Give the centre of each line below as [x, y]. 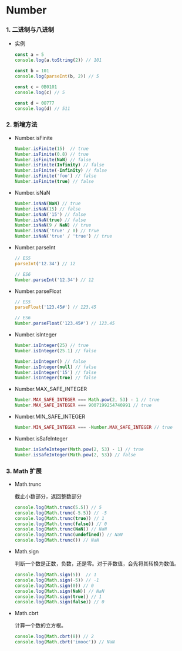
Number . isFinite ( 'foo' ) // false [55, 176]
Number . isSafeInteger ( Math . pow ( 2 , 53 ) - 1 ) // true [79, 449]
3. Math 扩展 [24, 471]
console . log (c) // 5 [40, 92]
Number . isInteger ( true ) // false [55, 378]
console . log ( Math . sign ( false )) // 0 [59, 602]
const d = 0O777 [34, 103]
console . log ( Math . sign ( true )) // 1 [58, 597]
